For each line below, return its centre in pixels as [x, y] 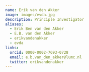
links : [12, 48]
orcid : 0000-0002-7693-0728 [39, 52]
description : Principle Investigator [45, 19]
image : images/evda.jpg [30, 15]
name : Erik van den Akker [32, 10]
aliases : [14, 24]
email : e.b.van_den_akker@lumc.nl [46, 57]
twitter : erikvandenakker [37, 62]
